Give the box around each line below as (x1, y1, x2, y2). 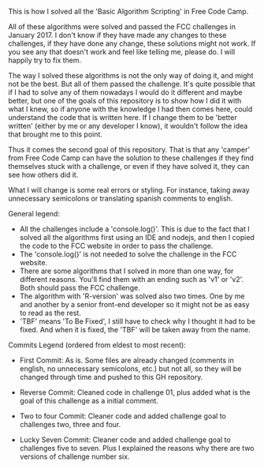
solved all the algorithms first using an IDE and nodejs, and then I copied (19, 233, 255, 242)
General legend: (8, 209, 61, 218)
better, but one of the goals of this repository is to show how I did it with (8, 96, 242, 105)
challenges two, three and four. (19, 420, 121, 429)
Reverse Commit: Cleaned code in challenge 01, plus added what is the (19, 388, 251, 397)
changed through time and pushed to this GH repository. (19, 373, 203, 381)
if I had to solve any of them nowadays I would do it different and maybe (8, 88, 243, 97)
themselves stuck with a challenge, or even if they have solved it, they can (8, 162, 250, 171)
